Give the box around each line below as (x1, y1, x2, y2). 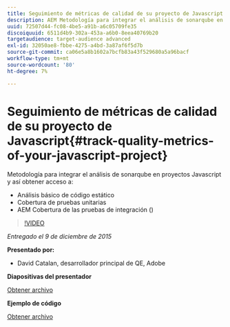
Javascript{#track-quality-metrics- (7, 132, 215, 148)
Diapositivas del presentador (7, 272, 92, 281)
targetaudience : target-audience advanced (7, 36, 131, 43)
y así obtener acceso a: (7, 177, 74, 186)
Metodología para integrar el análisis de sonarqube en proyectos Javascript (7, 170, 222, 179)
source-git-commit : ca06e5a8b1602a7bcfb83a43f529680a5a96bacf (7, 49, 189, 56)
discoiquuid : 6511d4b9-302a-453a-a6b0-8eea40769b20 (7, 29, 158, 37)
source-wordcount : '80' (7, 61, 76, 68)
